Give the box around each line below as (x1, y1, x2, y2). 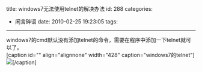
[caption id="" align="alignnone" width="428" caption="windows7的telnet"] (6, 52, 195, 58)
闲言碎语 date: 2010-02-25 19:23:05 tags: (14, 18, 118, 25)
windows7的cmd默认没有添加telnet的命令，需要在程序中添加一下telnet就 (6, 37, 186, 43)
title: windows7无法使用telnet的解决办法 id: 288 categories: (6, 5, 153, 12)
